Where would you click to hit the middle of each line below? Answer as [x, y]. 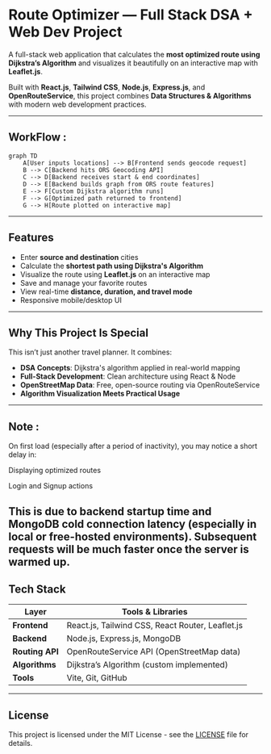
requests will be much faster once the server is [129, 549]
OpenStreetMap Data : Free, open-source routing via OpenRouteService [140, 385]
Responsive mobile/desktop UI [71, 300]
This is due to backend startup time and [110, 511]
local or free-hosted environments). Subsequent [133, 536]
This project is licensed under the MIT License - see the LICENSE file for [128, 735]
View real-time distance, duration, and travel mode [106, 291]
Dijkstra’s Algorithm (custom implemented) [147, 665]
